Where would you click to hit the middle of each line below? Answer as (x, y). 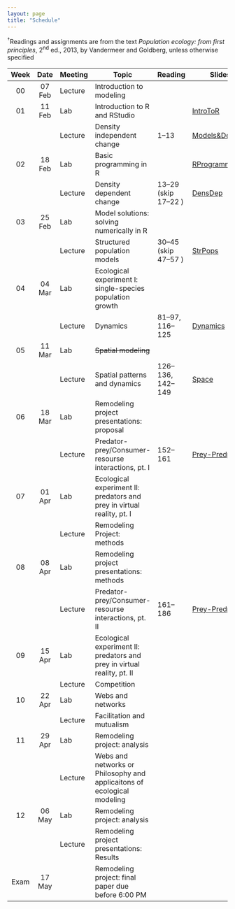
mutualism (112, 724)
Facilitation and (120, 715)
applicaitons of (119, 782)
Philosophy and (120, 773)
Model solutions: (122, 213)
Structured (113, 242)
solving (107, 222)
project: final (115, 877)
